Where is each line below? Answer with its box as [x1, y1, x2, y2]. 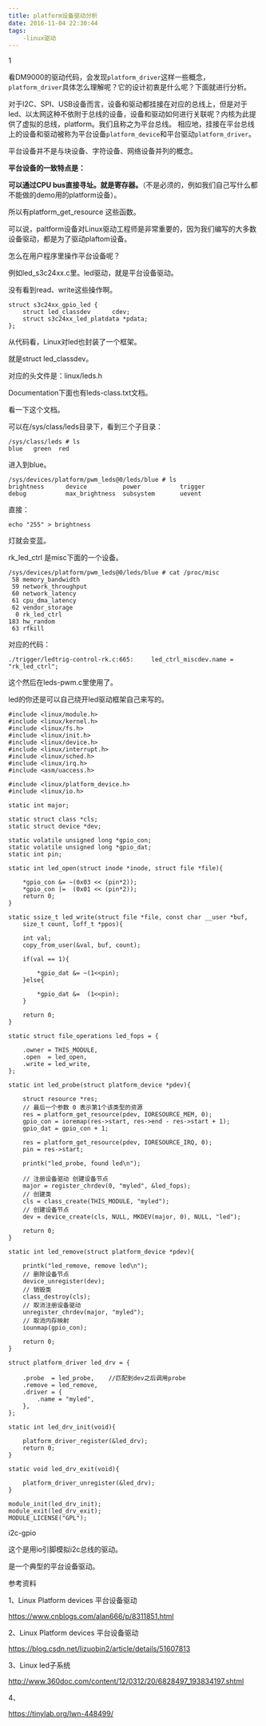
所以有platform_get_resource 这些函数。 [8, 207, 141, 217]
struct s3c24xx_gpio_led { [8, 301, 98, 309]
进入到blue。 [8, 460, 51, 470]
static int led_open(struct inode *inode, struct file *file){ [8, 865, 224, 873]
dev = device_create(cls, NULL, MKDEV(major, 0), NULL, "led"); [22, 1213, 241, 1221]
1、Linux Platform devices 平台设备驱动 [8, 1596, 137, 1605]
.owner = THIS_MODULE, [22, 1046, 98, 1055]
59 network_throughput [11, 583, 88, 591]
